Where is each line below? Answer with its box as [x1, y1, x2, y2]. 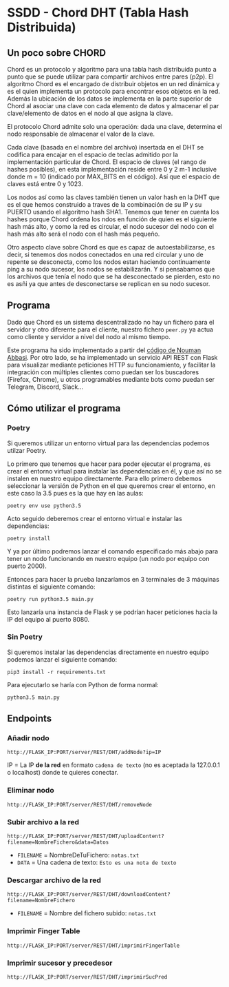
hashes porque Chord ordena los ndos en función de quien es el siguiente [7, 215, 217, 223]
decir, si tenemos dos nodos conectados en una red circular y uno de [7, 250, 204, 258]
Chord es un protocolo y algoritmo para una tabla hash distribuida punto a [7, 65, 217, 73]
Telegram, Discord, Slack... [7, 383, 84, 391]
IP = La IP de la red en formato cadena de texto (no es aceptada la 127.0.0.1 [7, 761, 220, 769]
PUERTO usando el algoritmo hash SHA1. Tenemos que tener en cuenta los [7, 208, 219, 216]
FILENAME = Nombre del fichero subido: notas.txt [17, 909, 157, 917]
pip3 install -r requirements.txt [7, 669, 107, 675]
